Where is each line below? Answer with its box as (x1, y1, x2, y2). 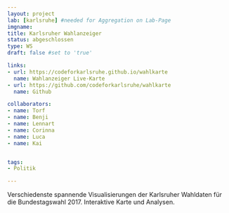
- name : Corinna (7, 127, 55, 134)
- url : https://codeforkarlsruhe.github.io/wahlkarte (7, 68, 169, 76)
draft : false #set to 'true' (7, 50, 93, 57)
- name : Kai (7, 139, 42, 147)
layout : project (7, 10, 55, 18)
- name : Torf (7, 107, 46, 114)
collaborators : (7, 101, 52, 108)
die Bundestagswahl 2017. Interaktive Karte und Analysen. (7, 198, 175, 207)
